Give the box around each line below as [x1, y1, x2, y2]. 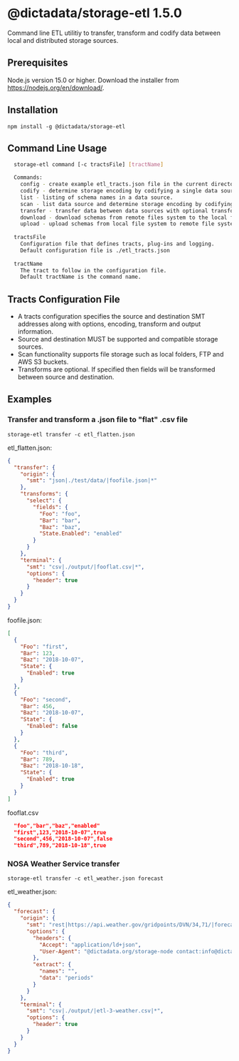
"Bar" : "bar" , [38, 517, 81, 524]
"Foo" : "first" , [20, 643, 69, 650]
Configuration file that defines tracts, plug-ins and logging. [20, 240, 215, 247]
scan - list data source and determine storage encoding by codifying [20, 200, 234, 207]
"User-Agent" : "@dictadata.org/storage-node [38, 948, 174, 955]
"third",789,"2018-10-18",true [14, 842, 107, 849]
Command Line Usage [7, 142, 107, 154]
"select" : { [26, 497, 62, 504]
